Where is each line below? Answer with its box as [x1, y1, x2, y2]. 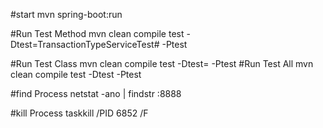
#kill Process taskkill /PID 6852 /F [10, 107, 149, 119]
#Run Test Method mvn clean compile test [10, 28, 185, 39]
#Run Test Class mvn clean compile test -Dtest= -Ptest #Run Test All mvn [10, 58, 314, 69]
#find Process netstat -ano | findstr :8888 [10, 88, 182, 99]
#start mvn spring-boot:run [10, 9, 123, 20]
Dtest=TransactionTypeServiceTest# [10, 39, 160, 50]
